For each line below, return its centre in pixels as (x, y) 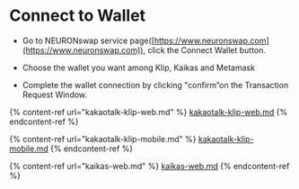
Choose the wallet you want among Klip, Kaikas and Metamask (139, 67)
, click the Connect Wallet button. (205, 49)
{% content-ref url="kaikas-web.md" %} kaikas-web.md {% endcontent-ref (149, 166)
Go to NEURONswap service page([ (88, 40)
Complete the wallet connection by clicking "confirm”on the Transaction (155, 85)
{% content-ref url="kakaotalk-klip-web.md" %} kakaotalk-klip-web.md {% (149, 112)
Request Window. (55, 94)
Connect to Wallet (78, 16)
